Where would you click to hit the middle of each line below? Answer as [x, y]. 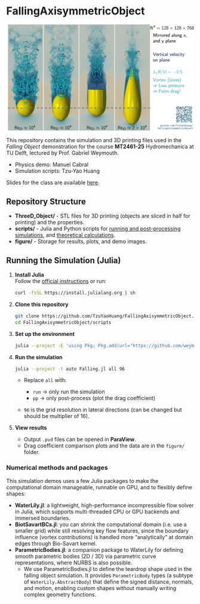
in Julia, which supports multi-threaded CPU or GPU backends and [97, 512]
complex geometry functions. [60, 594]
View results [31, 428]
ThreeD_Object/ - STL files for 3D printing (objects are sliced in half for [102, 216]
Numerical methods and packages [57, 468]
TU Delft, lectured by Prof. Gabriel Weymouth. [63, 153]
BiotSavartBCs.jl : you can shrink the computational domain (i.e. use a [101, 524]
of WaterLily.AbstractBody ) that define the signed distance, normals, [109, 582]
